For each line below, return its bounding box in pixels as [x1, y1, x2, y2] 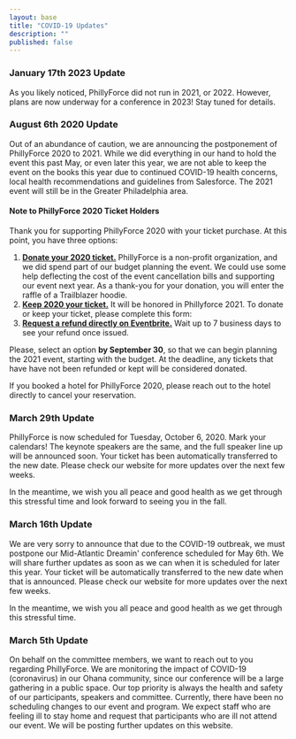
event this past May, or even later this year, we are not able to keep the [9, 157, 267, 168]
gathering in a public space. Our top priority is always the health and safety [9, 682, 284, 693]
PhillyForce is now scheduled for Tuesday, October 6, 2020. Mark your [9, 432, 267, 443]
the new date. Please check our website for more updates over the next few [9, 460, 285, 471]
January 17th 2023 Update [9, 67, 125, 80]
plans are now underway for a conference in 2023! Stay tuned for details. [9, 96, 276, 107]
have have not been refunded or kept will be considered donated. [9, 364, 247, 374]
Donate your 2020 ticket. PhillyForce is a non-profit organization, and [21, 252, 278, 263]
